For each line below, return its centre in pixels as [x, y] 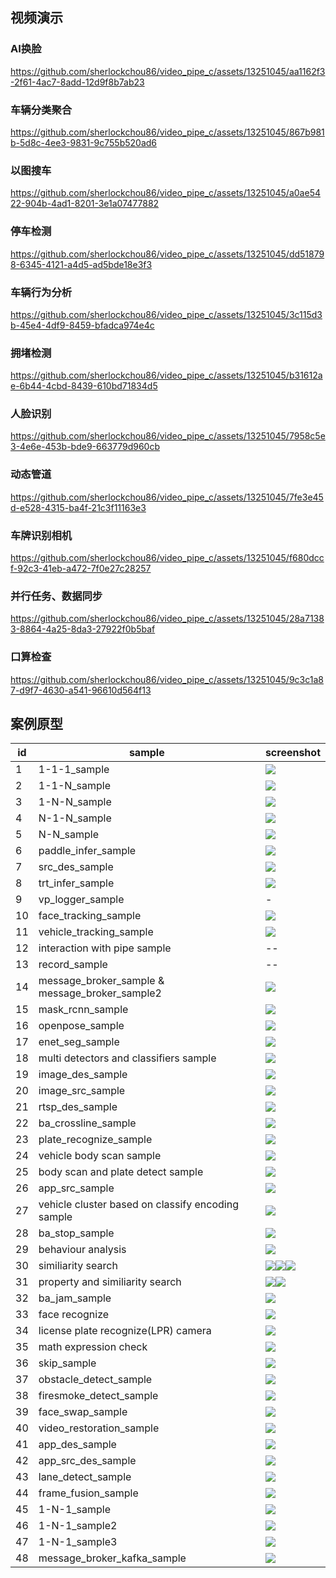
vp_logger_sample [81, 900]
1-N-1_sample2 [78, 1526]
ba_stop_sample [76, 1233]
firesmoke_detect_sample [98, 1396]
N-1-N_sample [75, 818]
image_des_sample [83, 1075]
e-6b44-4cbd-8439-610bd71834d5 [84, 386]
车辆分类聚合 [41, 110]
